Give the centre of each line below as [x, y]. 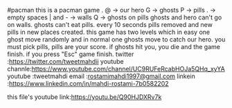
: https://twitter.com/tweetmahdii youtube [65, 61]
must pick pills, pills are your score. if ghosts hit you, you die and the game [114, 47]
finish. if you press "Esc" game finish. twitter [71, 54]
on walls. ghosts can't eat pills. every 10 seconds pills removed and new [110, 25]
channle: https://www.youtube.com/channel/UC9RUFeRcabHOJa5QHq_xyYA [116, 69]
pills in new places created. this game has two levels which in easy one [108, 32]
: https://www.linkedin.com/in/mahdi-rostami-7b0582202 [88, 83]
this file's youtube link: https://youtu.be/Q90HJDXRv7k [84, 97]
